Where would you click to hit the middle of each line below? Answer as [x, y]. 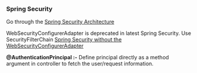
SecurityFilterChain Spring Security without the [64, 40]
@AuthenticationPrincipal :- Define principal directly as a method [88, 58]
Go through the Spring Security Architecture [60, 22]
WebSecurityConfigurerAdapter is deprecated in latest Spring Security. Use [99, 33]
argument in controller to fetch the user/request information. [80, 64]
